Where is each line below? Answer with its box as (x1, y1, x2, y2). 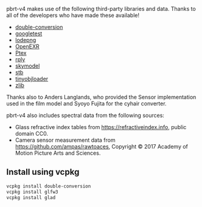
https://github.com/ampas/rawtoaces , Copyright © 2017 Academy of (15, 143, 189, 150)
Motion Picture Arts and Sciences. (15, 149, 101, 156)
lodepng (15, 37, 37, 43)
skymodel (15, 62, 40, 69)
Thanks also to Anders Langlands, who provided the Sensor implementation (6, 94, 197, 100)
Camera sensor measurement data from (15, 136, 116, 144)
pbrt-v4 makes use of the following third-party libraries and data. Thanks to (6, 5, 196, 12)
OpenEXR (15, 43, 40, 50)
